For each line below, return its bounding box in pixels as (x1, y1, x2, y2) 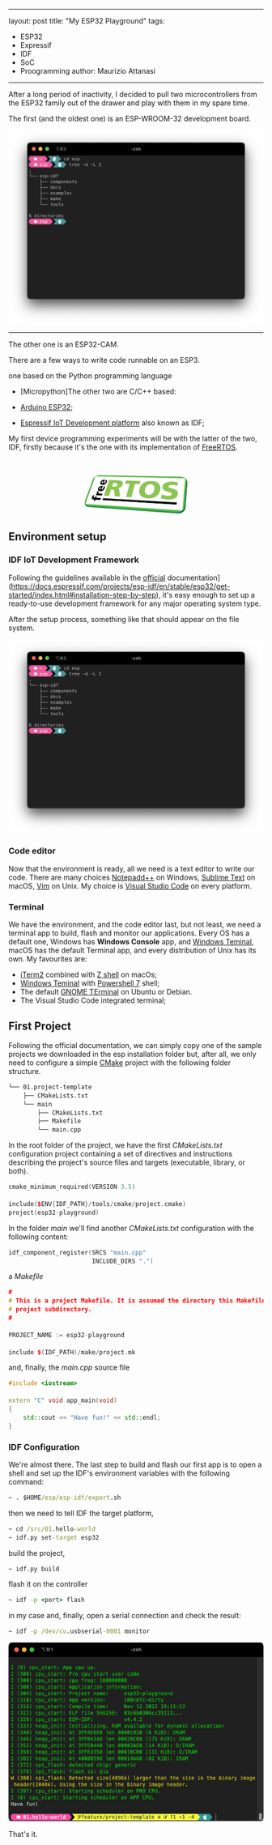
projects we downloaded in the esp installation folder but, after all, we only (8, 1049, 257, 1059)
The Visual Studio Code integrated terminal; (19, 995, 167, 1005)
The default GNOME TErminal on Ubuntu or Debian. (19, 987, 193, 997)
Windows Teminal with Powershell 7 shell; (19, 978, 160, 988)
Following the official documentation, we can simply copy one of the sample (8, 1040, 262, 1050)
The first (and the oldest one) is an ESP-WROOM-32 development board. (8, 114, 251, 123)
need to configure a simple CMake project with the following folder (8, 1058, 232, 1067)
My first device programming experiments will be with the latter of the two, (8, 433, 257, 443)
